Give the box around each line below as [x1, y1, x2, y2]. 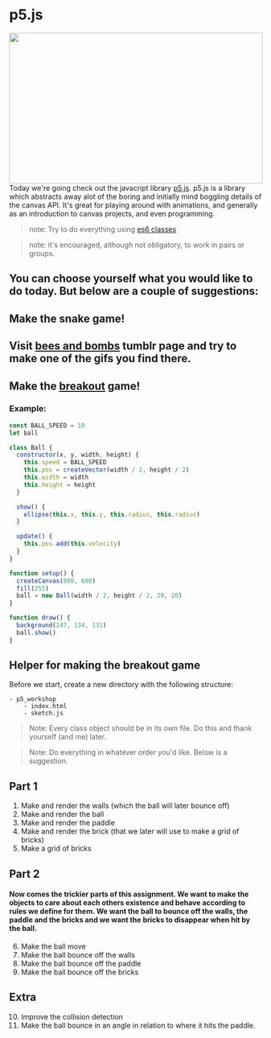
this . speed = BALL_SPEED [23, 459, 107, 467]
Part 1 [9, 779, 39, 793]
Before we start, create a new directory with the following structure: [9, 680, 234, 690]
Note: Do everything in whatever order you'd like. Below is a [28, 748, 228, 757]
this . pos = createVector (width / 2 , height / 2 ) [23, 466, 190, 474]
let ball [9, 429, 39, 437]
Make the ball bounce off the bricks [20, 967, 139, 977]
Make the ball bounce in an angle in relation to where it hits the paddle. [20, 1020, 256, 1030]
